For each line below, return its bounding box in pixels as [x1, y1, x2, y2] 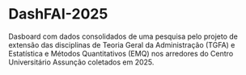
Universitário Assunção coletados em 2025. [8, 57, 155, 67]
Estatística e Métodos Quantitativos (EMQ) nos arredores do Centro [8, 48, 234, 58]
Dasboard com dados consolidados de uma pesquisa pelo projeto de [8, 31, 239, 41]
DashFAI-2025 [8, 5, 108, 23]
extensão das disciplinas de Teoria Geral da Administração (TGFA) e [8, 40, 235, 49]
